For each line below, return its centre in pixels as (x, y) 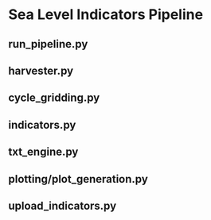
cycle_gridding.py (54, 98)
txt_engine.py (43, 152)
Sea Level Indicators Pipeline (106, 15)
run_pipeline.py (48, 44)
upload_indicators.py (63, 205)
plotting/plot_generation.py (78, 179)
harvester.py (41, 70)
